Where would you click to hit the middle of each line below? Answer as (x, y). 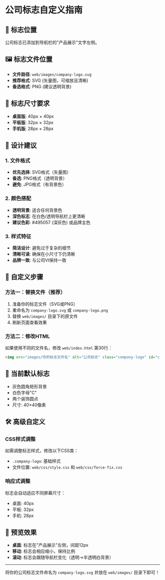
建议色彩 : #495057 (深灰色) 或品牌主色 (51, 222)
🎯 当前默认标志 (27, 374)
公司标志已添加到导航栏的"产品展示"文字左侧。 (52, 42)
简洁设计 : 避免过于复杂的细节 (41, 248)
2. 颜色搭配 (18, 198)
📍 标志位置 (21, 30)
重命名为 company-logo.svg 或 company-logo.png (60, 310)
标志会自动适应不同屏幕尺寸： (35, 493)
